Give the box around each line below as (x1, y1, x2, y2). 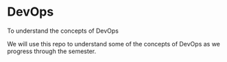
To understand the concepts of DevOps (7, 27, 119, 35)
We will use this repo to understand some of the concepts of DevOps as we (7, 40, 221, 48)
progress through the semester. (7, 47, 97, 55)
